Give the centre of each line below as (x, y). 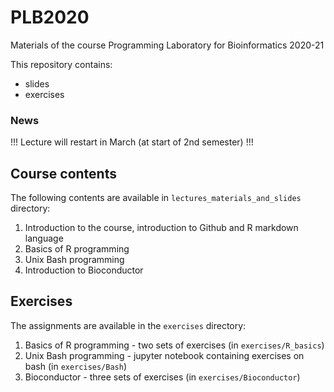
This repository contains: (61, 64)
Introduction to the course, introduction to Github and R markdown (161, 228)
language (44, 238)
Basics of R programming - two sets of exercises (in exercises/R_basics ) (174, 345)
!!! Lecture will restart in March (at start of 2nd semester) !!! (132, 142)
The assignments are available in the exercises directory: (128, 325)
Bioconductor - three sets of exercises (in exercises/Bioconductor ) (162, 377)
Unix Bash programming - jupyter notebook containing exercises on (164, 355)
